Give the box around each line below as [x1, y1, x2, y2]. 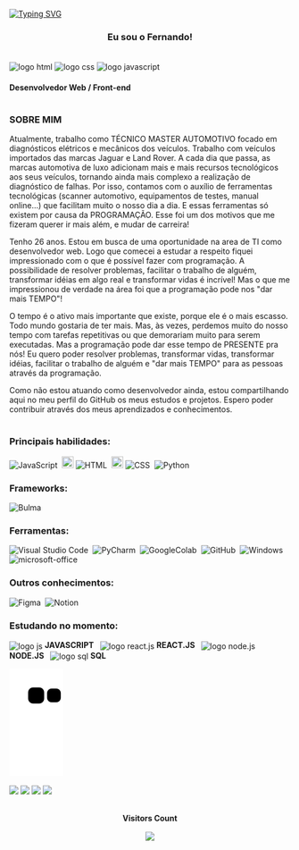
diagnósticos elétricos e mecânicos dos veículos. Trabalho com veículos [9, 143, 276, 154]
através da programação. [9, 367, 103, 379]
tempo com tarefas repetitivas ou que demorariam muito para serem [9, 330, 261, 341]
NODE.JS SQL [9, 650, 107, 661]
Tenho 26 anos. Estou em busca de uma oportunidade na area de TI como [9, 237, 283, 248]
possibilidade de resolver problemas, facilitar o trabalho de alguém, [9, 265, 257, 276]
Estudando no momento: [9, 619, 119, 632]
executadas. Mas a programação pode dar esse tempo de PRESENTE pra [9, 340, 278, 350]
